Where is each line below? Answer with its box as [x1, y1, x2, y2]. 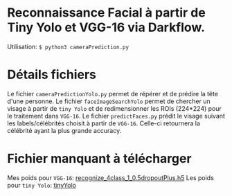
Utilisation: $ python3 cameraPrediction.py [7, 42, 130, 51]
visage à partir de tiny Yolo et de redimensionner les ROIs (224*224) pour [7, 104, 222, 112]
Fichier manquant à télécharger [7, 151, 192, 167]
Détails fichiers [7, 67, 97, 82]
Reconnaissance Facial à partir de [7, 5, 206, 21]
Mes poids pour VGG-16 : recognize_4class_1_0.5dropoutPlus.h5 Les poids [7, 173, 215, 181]
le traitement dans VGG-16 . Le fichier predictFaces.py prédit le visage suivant [7, 112, 225, 120]
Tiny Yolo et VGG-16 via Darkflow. [7, 19, 206, 35]
